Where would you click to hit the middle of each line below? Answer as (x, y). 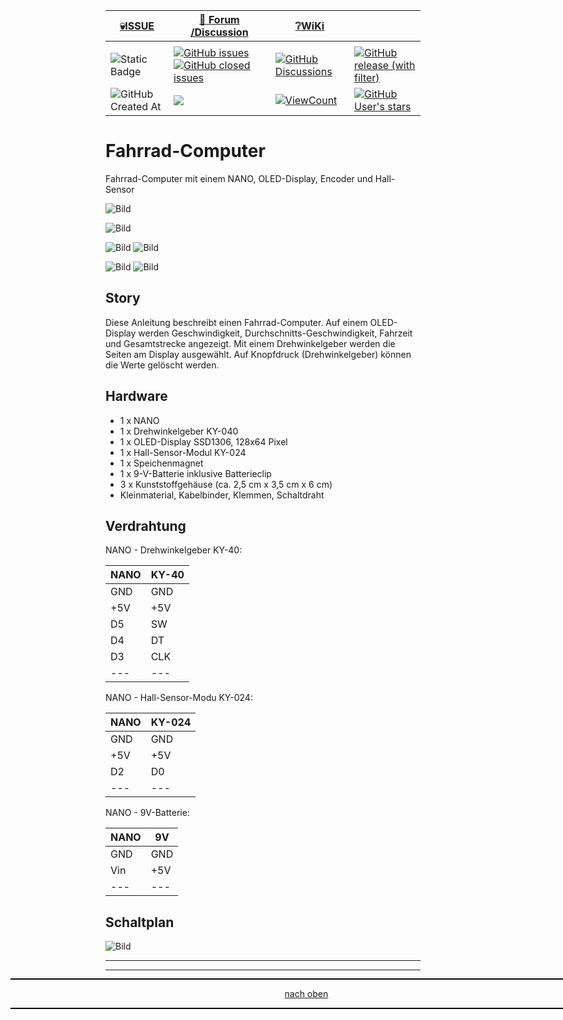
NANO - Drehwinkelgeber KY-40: (174, 550)
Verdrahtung (146, 525)
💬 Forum (219, 19)
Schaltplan (140, 922)
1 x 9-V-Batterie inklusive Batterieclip (195, 473)
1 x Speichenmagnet (161, 463)
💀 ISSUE (137, 26)
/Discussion (219, 32)
